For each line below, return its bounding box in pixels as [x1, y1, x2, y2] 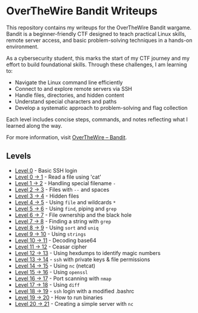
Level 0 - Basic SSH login [14, 167, 78, 174]
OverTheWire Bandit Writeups [6, 4, 158, 18]
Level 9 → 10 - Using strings [14, 230, 86, 237]
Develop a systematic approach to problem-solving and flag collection [14, 104, 188, 111]
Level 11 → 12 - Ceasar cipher [14, 243, 88, 250]
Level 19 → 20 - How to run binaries [14, 294, 103, 301]
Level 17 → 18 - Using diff [14, 281, 80, 288]
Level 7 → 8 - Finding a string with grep [14, 217, 112, 225]
